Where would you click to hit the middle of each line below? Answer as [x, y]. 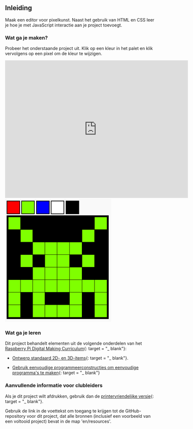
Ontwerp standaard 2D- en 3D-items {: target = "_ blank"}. [70, 358]
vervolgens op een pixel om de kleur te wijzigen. [54, 54]
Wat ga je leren [23, 333]
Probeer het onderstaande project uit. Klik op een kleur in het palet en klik [79, 48]
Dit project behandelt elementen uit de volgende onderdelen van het [74, 343]
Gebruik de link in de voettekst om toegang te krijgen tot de [65, 411]
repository [15, 416]
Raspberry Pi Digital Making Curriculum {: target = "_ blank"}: [66, 349]
